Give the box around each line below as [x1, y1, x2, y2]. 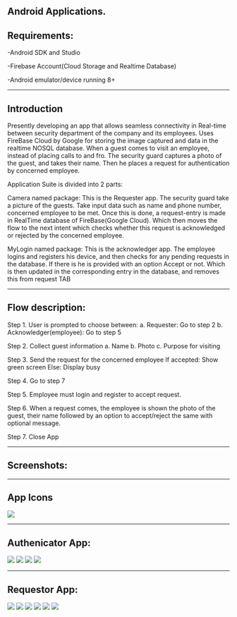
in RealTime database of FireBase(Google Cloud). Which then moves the [7, 216, 218, 225]
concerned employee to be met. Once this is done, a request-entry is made [7, 209, 226, 217]
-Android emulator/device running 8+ [7, 75, 116, 84]
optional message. [7, 419, 61, 427]
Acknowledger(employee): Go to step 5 [7, 328, 122, 336]
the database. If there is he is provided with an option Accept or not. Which [7, 260, 226, 269]
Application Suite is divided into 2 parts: [7, 180, 123, 189]
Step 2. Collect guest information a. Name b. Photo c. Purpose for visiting [7, 341, 221, 350]
